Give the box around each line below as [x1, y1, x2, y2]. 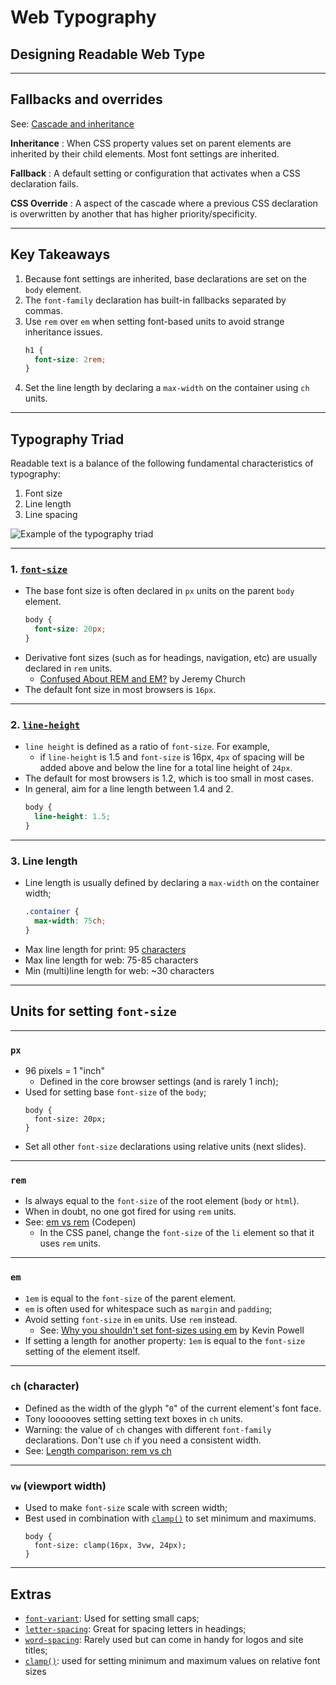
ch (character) [10, 1379, 80, 1393]
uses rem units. [39, 1237, 101, 1250]
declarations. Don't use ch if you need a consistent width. [24, 1434, 262, 1446]
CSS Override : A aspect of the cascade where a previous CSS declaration [10, 197, 318, 209]
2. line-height [10, 717, 81, 731]
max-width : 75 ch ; [34, 916, 107, 926]
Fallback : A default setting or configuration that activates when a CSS [10, 167, 301, 179]
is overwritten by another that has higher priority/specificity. [10, 207, 258, 220]
